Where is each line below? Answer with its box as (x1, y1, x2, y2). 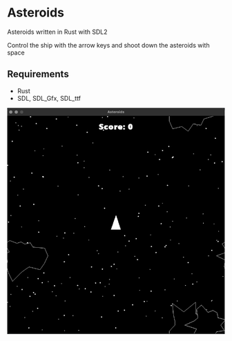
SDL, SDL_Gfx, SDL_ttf (17, 94, 81, 102)
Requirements (7, 68, 69, 80)
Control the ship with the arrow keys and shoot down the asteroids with (7, 41, 210, 49)
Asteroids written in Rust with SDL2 (7, 28, 108, 36)
